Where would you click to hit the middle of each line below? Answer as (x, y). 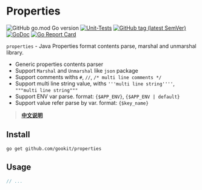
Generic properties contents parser (59, 64)
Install (18, 135)
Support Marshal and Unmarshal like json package (76, 70)
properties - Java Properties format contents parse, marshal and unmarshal (101, 46)
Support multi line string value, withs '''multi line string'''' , (95, 84)
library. (15, 52)
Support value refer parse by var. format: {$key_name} (82, 103)
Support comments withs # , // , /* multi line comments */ (88, 77)
